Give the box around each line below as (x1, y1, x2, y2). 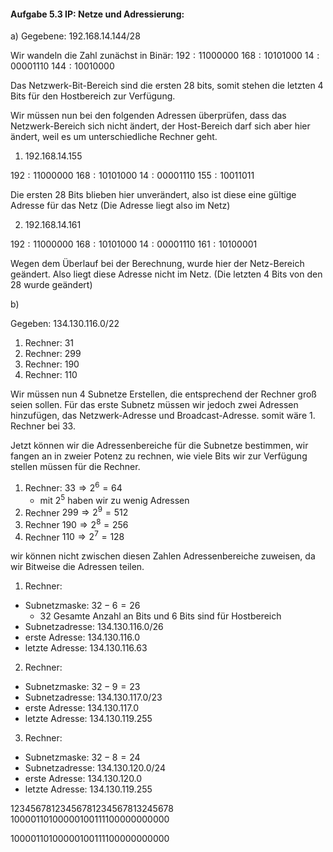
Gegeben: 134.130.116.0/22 (10, 318, 120, 330)
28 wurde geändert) (10, 279, 93, 291)
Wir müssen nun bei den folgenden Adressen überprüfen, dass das (10, 110, 287, 122)
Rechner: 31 (24, 337, 75, 349)
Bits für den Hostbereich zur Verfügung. (10, 90, 176, 102)
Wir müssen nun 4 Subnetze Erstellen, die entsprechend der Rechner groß (10, 388, 317, 400)
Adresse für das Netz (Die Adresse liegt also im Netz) (10, 200, 231, 212)
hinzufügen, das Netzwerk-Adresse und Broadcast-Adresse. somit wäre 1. (10, 410, 316, 422)
